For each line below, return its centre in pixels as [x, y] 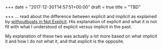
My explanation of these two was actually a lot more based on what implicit [81, 36]
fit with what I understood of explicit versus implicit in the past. [68, 27]
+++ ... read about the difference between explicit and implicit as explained [81, 16]
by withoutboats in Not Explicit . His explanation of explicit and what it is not [81, 22]
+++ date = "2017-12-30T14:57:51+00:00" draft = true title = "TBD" [73, 7]
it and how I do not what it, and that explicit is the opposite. [65, 41]
